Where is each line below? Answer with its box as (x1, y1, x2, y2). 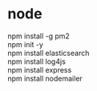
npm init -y (7, 39, 43, 49)
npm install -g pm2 (7, 31, 70, 41)
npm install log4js (7, 57, 66, 66)
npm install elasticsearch (7, 48, 90, 57)
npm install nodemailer (7, 73, 83, 83)
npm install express (7, 65, 72, 74)
